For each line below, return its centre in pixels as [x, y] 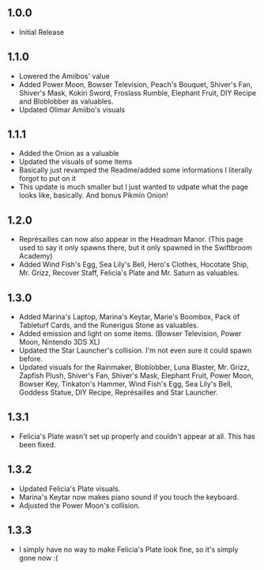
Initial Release [41, 32]
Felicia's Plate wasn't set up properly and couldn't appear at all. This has [137, 436]
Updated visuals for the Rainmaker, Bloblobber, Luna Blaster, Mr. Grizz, [134, 368]
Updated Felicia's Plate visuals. [70, 489]
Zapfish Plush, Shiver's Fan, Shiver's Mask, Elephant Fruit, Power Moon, [136, 376]
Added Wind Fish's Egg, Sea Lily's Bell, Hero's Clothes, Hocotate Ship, [134, 265]
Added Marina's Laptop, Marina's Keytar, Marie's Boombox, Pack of [129, 317]
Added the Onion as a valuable [69, 153]
